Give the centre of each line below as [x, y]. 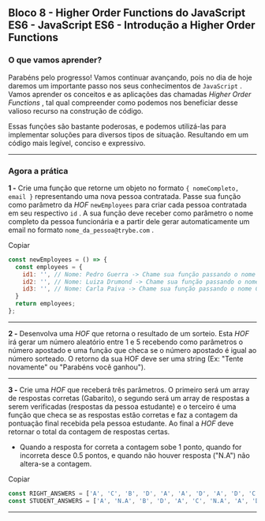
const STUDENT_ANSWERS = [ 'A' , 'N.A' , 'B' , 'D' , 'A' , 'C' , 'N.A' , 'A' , [129, 500]
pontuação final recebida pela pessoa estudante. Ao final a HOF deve [121, 423]
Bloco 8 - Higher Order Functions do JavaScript [127, 13]
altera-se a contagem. [56, 463]
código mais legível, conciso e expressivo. [77, 143]
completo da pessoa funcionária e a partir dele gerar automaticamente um [129, 221]
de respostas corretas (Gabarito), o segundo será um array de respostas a [129, 398]
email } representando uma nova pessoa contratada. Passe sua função [125, 196]
